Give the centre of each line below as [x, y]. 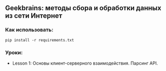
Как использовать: [29, 30]
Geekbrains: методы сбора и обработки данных [83, 8]
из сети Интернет [34, 16]
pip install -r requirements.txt [40, 40]
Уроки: [14, 52]
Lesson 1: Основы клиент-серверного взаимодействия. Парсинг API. [85, 63]
